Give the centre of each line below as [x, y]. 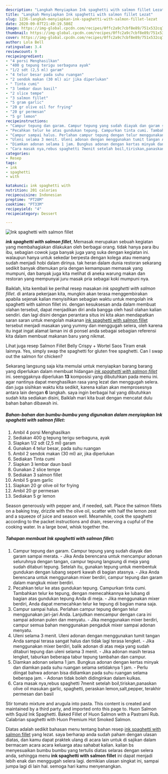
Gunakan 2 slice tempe [36, 470]
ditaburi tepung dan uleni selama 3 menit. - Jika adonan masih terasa [84, 652]
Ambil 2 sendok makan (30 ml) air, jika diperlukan [64, 454]
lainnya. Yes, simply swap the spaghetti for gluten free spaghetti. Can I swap [84, 351]
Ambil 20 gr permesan [36, 491]
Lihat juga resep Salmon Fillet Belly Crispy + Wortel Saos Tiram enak [76, 346]
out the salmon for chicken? [34, 357]
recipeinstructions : [27, 121]
